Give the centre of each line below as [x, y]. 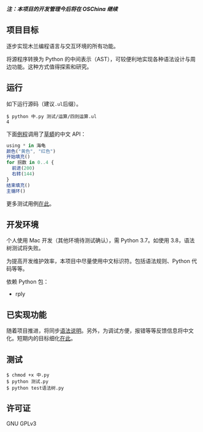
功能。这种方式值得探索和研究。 [52, 67]
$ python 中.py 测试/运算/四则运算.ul [51, 116]
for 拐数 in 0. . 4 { [30, 163]
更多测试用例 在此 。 [31, 203]
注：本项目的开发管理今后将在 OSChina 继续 [62, 9]
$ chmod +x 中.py [28, 375]
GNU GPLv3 [21, 423]
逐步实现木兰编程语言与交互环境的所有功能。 [63, 46]
